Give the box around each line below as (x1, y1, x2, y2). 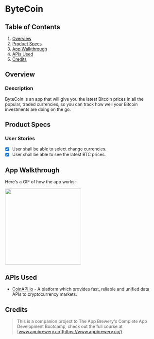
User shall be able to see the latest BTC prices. (12, 152, 106, 158)
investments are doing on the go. (5, 106, 71, 112)
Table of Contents (5, 23, 61, 31)
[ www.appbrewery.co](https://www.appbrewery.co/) (17, 328, 122, 334)
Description (5, 85, 34, 92)
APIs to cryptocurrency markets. (12, 291, 77, 297)
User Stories (5, 135, 35, 142)
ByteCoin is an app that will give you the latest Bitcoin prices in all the (5, 96, 144, 102)
